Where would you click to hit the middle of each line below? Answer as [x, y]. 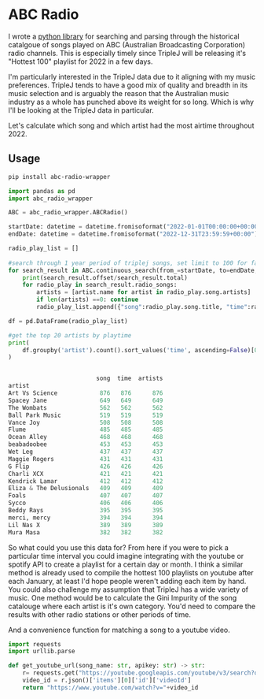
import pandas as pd [42, 191]
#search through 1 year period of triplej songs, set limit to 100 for [128, 263]
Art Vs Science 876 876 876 [86, 393]
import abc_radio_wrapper [50, 199]
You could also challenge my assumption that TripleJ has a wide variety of [128, 589]
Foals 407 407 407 [86, 496]
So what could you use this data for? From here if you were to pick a [119, 547]
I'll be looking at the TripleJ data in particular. [81, 110]
